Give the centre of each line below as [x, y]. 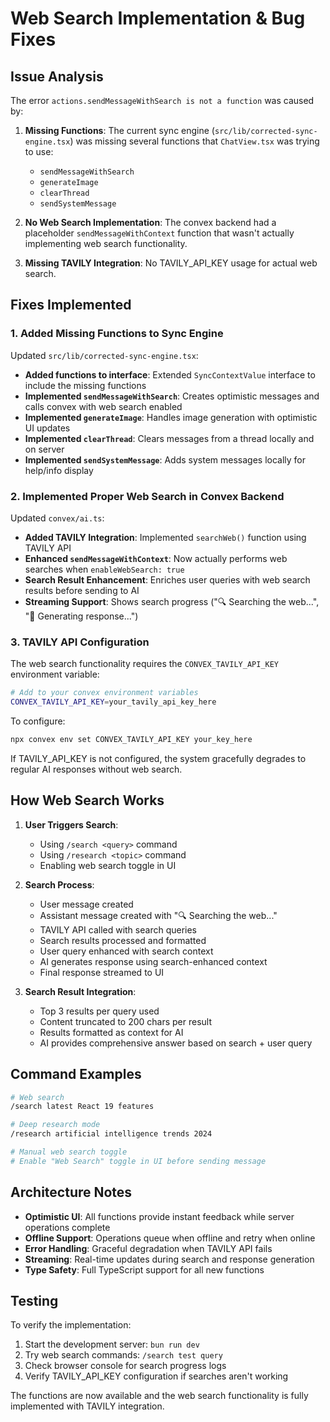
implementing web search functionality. [106, 243]
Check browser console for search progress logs [125, 1366]
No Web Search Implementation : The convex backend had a [150, 222]
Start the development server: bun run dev [112, 1344]
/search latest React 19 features [82, 1107]
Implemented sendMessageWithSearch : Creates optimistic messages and [172, 396]
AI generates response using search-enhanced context [153, 961]
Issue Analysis [57, 76]
